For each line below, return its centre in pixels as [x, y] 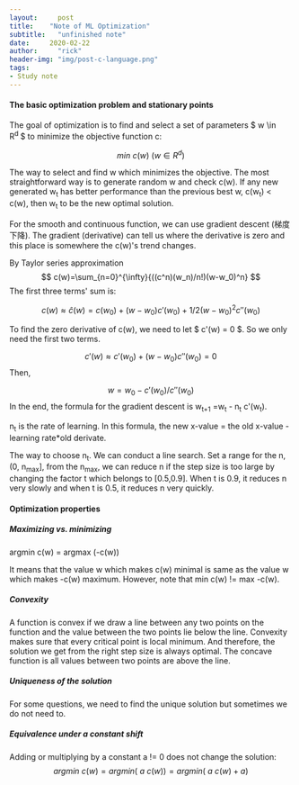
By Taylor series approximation [66, 263]
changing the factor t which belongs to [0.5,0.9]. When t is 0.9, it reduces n [148, 479]
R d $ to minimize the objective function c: [86, 135]
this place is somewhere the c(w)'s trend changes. [103, 245]
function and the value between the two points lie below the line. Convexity [148, 632]
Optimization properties [55, 509]
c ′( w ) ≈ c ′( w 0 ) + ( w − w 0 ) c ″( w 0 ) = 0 [151, 358]
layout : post [42, 18]
